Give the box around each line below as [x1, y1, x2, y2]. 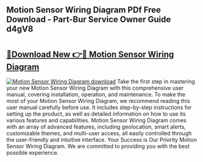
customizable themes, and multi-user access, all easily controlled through [6, 130, 192, 136]
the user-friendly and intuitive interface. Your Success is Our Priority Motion [6, 136, 197, 143]
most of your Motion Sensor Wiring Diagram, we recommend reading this [6, 97, 190, 104]
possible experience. [6, 149, 59, 156]
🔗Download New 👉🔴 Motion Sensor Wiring [6, 49, 174, 60]
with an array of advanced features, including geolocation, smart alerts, [6, 123, 186, 130]
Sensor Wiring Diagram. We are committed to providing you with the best [6, 143, 190, 150]
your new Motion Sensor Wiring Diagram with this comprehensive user [6, 85, 184, 91]
